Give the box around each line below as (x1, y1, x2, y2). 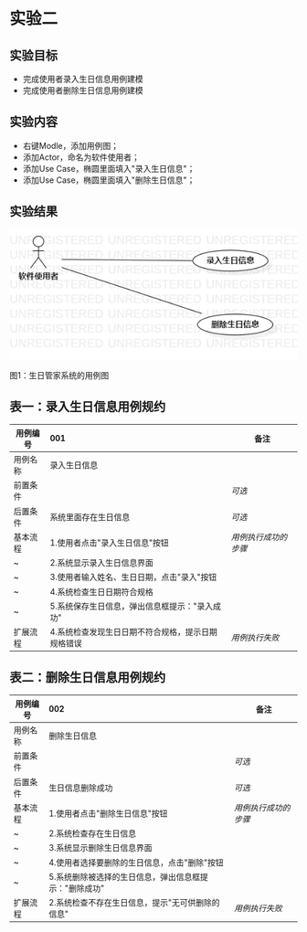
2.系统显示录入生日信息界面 (49, 557, 153, 568)
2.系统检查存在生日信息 (48, 828, 137, 839)
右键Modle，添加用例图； (22, 140, 119, 151)
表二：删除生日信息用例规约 (9, 669, 166, 685)
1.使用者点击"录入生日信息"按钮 (49, 536, 169, 548)
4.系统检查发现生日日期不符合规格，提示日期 (49, 627, 217, 638)
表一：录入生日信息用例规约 (9, 398, 166, 414)
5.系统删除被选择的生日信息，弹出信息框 (48, 871, 201, 882)
